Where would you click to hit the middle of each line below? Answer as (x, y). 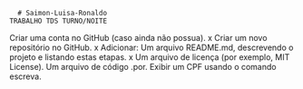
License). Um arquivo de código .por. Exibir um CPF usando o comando (143, 67)
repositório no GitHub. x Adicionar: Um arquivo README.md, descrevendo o (151, 47)
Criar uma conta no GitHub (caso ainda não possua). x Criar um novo (138, 38)
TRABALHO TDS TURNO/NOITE (58, 21)
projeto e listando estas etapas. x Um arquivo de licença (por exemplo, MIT (150, 57)
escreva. (26, 76)
